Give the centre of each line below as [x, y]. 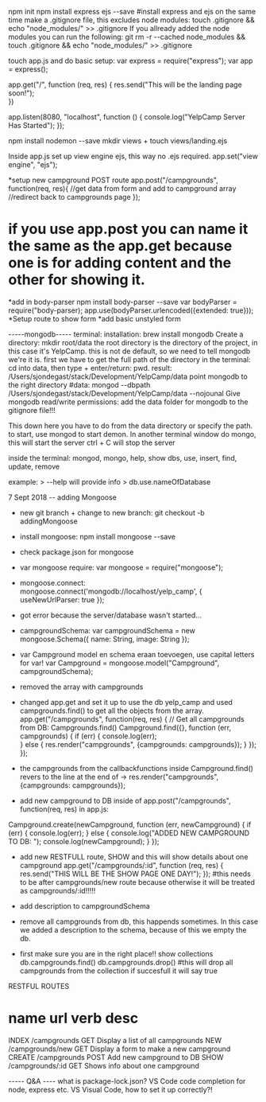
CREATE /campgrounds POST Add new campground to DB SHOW [116, 1057]
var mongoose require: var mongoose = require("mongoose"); [121, 567]
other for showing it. [77, 280]
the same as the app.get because [120, 246]
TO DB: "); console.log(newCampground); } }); [84, 841]
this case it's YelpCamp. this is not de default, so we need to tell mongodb [129, 351]
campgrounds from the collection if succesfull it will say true [119, 971]
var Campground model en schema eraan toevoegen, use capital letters [137, 654]
